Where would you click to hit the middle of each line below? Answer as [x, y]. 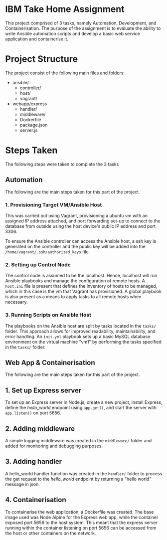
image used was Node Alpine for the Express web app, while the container [82, 517]
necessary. [17, 302]
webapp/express [30, 104]
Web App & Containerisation [50, 362]
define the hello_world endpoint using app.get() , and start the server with [81, 408]
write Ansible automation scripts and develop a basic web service [73, 33]
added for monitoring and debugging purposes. [54, 446]
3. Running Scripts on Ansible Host [48, 315]
